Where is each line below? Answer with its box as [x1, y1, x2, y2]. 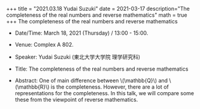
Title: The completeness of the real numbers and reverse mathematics [14, 65, 189, 72]
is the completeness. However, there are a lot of [50, 83, 169, 90]
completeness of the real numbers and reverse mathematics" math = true [6, 11, 187, 19]
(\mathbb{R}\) [14, 83, 50, 90]
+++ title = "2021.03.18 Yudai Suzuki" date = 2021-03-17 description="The [6, 5, 190, 12]
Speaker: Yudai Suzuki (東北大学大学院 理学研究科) [14, 53, 141, 60]
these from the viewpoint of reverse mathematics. [14, 96, 138, 103]
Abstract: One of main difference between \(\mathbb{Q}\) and [14, 77, 168, 84]
